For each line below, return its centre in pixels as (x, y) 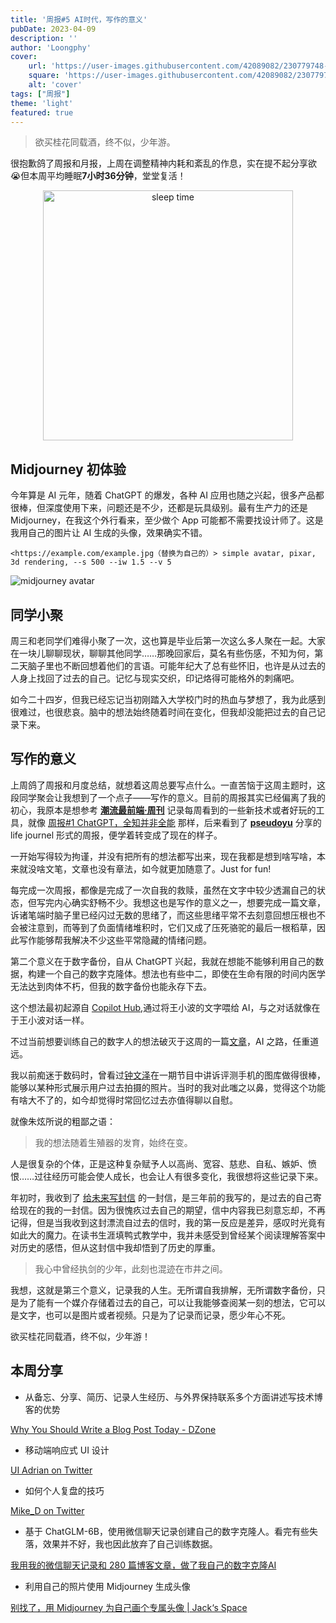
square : (44, 76)
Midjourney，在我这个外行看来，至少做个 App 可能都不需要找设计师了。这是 (167, 520)
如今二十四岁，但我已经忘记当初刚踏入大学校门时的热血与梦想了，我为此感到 (168, 699)
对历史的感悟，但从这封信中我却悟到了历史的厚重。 (115, 1247)
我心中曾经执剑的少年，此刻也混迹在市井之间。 (131, 1268)
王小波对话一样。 (54, 1020)
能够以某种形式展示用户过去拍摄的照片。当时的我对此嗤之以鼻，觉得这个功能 (168, 1087)
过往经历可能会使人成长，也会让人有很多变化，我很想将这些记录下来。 (179, 1176)
